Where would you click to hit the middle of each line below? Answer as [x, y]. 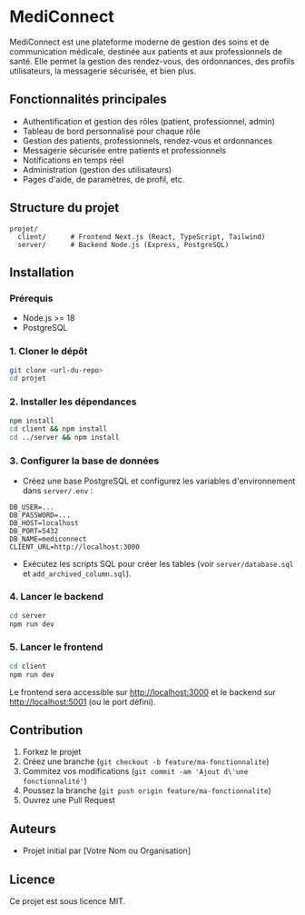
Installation [42, 272]
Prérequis [31, 298]
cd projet [28, 379]
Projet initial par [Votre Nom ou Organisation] [106, 850]
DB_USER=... [32, 507]
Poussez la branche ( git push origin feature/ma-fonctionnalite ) [147, 791]
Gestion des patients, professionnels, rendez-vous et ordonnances [148, 140]
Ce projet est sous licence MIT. [68, 901]
